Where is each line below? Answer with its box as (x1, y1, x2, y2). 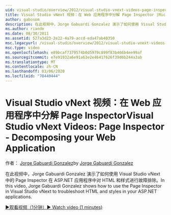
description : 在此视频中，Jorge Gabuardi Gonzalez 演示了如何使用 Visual (5, 21, 155, 27)
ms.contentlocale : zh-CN (5, 64, 58, 69)
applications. (5, 194, 32, 200)
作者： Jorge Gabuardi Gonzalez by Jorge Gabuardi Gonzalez (5, 160, 133, 166)
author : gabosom (5, 17, 40, 22)
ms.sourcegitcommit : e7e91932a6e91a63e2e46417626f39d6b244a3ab (5, 54, 142, 60)
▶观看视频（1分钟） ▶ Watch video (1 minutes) (5, 204, 103, 210)
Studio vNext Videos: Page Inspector (5, 121, 164, 133)
